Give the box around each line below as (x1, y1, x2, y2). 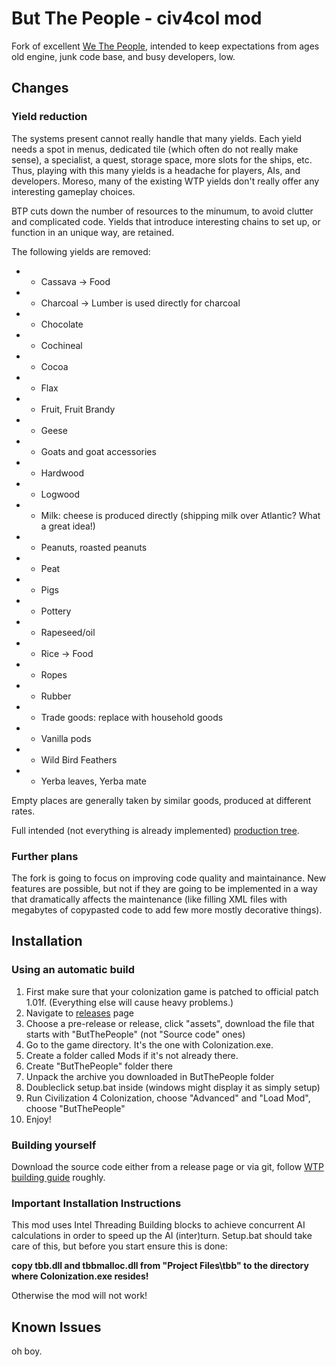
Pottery (40, 605, 72, 617)
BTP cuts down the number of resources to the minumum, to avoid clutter (11, 205, 314, 217)
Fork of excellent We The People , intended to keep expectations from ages (11, 40, 320, 52)
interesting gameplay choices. (11, 185, 136, 197)
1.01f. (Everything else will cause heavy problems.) (25, 996, 234, 1008)
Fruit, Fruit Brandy (40, 403, 116, 415)
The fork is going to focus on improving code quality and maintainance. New (11, 872, 327, 884)
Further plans (11, 849, 79, 863)
